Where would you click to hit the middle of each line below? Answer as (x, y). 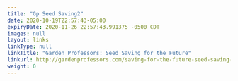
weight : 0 (22, 66)
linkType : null (30, 46)
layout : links (28, 40)
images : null (27, 33)
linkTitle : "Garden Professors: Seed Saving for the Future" (100, 54)
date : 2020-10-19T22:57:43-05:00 (57, 20)
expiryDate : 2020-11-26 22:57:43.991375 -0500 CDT (84, 27)
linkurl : (20, 60)
